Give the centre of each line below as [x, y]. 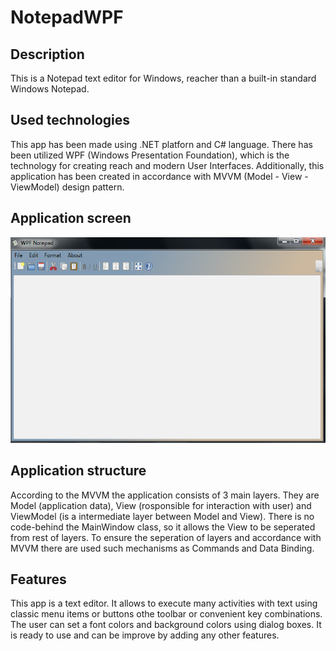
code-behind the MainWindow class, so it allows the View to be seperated [163, 527]
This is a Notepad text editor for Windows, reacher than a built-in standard [163, 78]
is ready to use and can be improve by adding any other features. [145, 635]
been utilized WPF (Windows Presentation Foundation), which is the [150, 155]
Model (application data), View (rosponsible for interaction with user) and [161, 505]
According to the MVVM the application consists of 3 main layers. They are [165, 495]
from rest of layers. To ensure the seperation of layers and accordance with [166, 537]
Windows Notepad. [50, 89]
